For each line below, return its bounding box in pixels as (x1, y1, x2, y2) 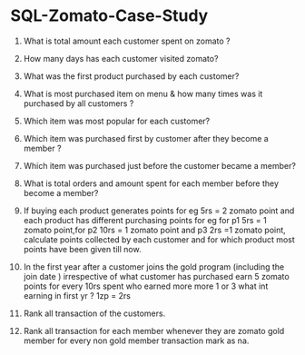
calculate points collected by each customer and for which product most (23, 233, 296, 245)
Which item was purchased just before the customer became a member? (23, 160, 296, 171)
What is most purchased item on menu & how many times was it (23, 88, 263, 99)
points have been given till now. (23, 243, 142, 254)
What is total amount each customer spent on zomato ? (23, 35, 231, 46)
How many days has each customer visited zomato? (23, 53, 219, 64)
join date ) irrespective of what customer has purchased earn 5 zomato (23, 271, 290, 281)
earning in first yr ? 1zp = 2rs (23, 290, 131, 301)
